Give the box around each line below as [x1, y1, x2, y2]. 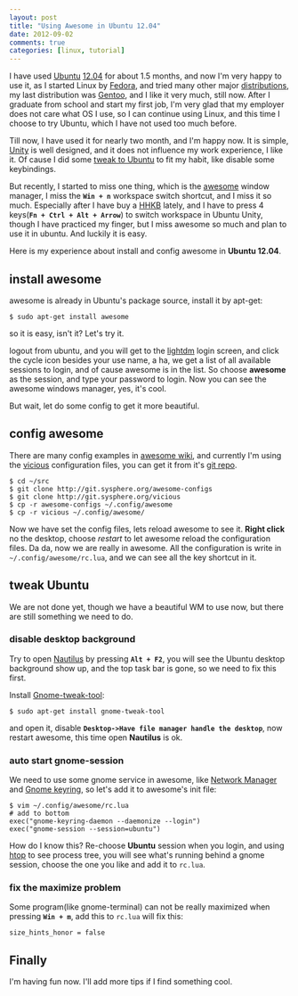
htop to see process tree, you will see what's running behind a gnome [9, 850, 265, 860]
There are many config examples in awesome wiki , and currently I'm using [9, 449, 282, 460]
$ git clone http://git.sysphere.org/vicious [9, 492, 181, 501]
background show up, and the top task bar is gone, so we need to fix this [9, 663, 278, 673]
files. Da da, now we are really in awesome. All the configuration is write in [9, 542, 282, 553]
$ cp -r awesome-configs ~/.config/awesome [9, 500, 173, 509]
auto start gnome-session [9, 754, 125, 767]
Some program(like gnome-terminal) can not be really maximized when [9, 901, 270, 912]
